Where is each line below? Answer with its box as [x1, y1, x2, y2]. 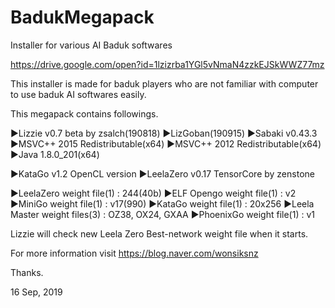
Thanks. [10, 266, 44, 278]
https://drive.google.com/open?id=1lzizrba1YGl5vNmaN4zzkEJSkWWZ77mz [10, 58, 325, 70]
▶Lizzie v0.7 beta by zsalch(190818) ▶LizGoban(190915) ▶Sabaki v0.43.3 [10, 127, 318, 139]
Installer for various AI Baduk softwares [10, 39, 173, 51]
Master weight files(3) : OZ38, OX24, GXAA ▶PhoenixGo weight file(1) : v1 [10, 208, 315, 220]
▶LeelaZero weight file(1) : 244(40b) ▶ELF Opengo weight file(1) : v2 [10, 187, 297, 199]
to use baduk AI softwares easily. [10, 88, 147, 100]
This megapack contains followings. [10, 107, 159, 120]
